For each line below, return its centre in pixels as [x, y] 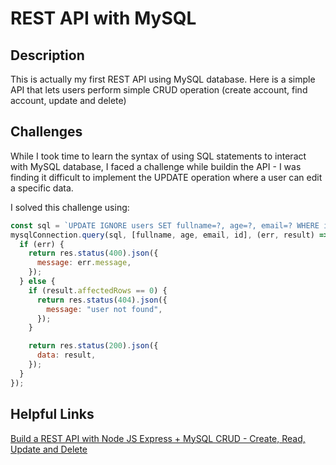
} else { [37, 282]
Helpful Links [52, 414]
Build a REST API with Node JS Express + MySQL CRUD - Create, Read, [158, 438]
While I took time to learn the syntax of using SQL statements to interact [158, 156]
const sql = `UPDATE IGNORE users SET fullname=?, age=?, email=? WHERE [165, 225]
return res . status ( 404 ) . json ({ [102, 300]
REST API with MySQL [103, 18]
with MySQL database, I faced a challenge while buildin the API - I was [156, 166]
